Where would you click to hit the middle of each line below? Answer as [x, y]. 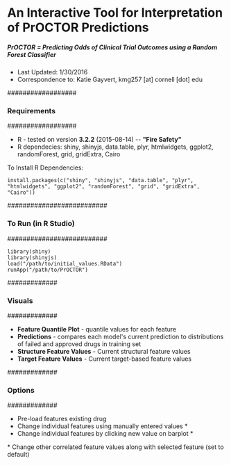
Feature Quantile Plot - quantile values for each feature [97, 329]
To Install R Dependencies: [45, 168]
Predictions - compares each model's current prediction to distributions [120, 337]
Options [21, 390]
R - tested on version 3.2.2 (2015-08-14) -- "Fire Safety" [99, 140]
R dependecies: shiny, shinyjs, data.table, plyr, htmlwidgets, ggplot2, [115, 147]
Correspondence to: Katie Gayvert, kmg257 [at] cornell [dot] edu [110, 80]
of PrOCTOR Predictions [78, 27]
